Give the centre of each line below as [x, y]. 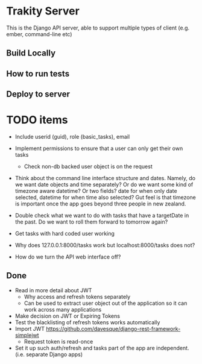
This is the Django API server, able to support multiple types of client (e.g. [98, 28]
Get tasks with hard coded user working [65, 234]
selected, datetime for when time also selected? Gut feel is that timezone [105, 198]
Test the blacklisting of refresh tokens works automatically [87, 322]
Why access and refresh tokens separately [77, 297]
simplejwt [27, 335]
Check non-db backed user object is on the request [88, 166]
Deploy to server [38, 94]
